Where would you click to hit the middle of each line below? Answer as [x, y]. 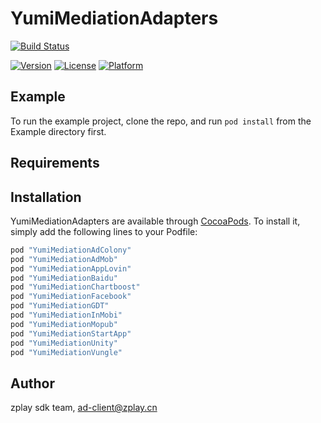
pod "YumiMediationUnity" [64, 343]
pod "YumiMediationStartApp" [71, 333]
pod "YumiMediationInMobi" [66, 315]
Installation [46, 197]
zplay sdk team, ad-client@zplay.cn [84, 408]
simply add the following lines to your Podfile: [104, 231]
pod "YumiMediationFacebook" [71, 297]
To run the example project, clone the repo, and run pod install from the [161, 121]
